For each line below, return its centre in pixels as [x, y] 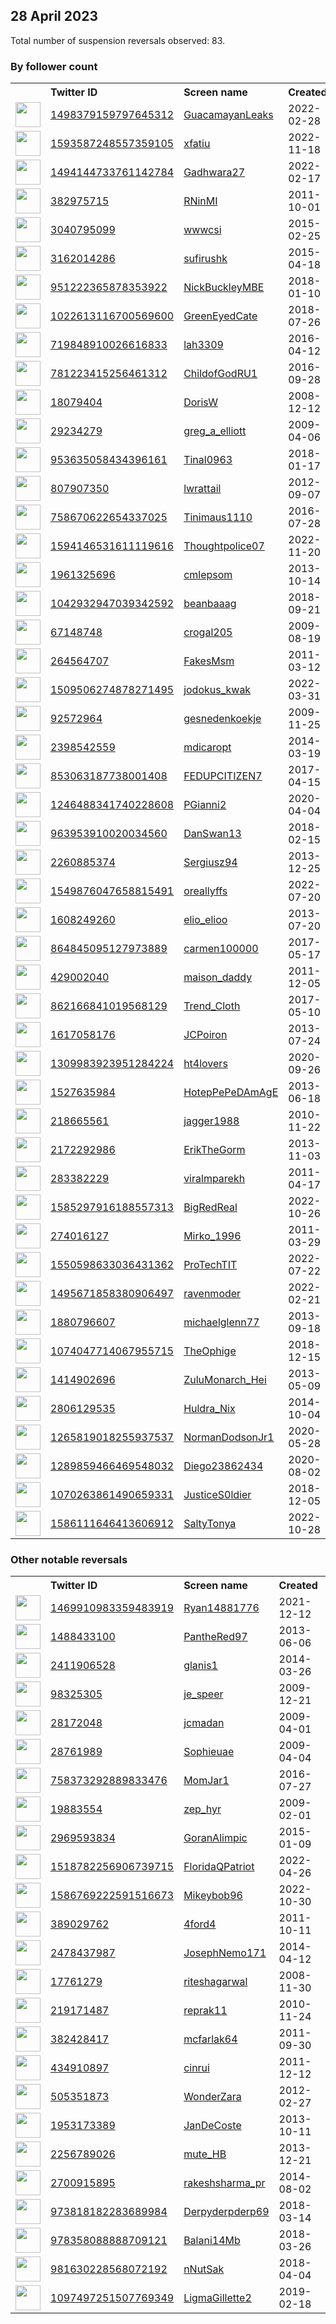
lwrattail [202, 489]
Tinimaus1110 [218, 517]
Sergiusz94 [210, 862]
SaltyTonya [210, 1524]
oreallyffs [205, 891]
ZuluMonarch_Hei [225, 1380]
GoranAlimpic [215, 1838]
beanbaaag [210, 604]
